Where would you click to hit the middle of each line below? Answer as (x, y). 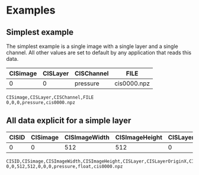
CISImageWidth (87, 137)
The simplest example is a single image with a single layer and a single (92, 46)
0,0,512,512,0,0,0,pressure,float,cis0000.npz (65, 166)
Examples (31, 10)
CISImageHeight (139, 137)
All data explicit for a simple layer (69, 121)
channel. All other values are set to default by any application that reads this (99, 53)
